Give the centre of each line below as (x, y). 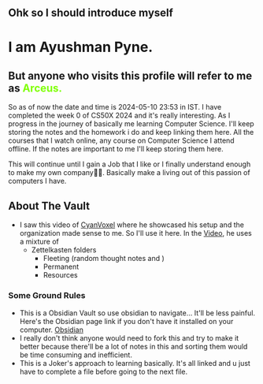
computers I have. (37, 181)
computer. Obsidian (52, 330)
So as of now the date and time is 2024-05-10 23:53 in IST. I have (115, 107)
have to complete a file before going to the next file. (104, 371)
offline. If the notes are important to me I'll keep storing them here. (116, 149)
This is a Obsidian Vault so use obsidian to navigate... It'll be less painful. (137, 313)
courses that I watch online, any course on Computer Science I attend (121, 140)
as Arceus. (35, 88)
